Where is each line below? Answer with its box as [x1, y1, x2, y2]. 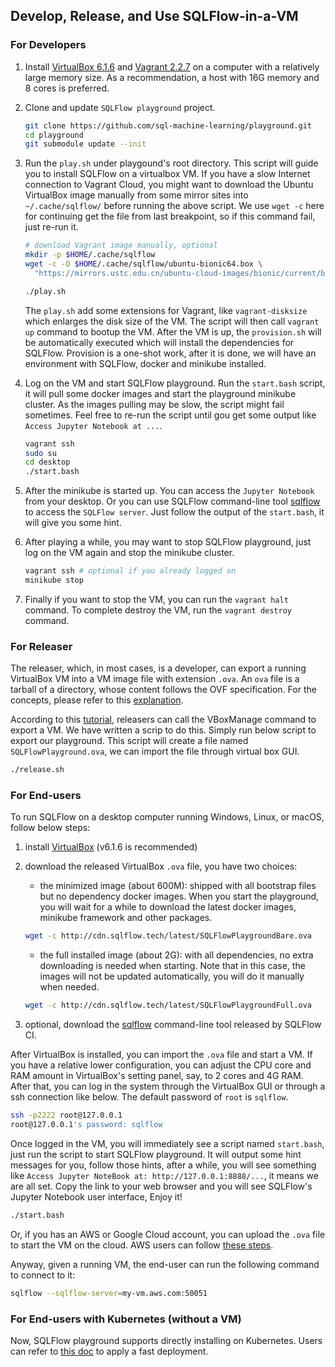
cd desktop [24, 457, 71, 468]
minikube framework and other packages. [39, 912, 213, 924]
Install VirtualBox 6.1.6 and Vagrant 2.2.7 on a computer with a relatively [24, 60, 320, 73]
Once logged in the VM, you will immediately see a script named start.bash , [10, 1137, 325, 1149]
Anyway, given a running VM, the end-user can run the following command [10, 1258, 320, 1270]
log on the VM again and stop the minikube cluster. [24, 547, 235, 559]
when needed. [39, 981, 100, 993]
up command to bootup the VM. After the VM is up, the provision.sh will [24, 325, 322, 338]
